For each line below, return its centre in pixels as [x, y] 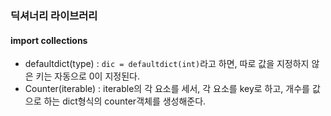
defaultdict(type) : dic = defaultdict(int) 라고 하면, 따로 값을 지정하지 [167, 64]
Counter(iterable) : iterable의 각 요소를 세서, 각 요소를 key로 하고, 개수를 [167, 89]
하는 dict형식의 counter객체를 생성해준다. [125, 101]
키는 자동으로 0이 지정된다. [87, 76]
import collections [49, 40]
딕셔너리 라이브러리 [54, 15]
